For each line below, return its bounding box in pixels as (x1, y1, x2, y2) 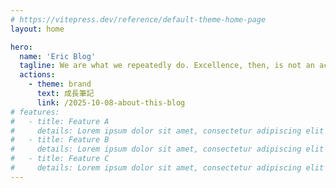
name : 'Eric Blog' (19, 51, 97, 61)
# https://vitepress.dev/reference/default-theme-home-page (10, 14, 267, 25)
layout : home (10, 24, 65, 34)
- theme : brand (28, 79, 92, 90)
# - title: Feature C (10, 154, 110, 164)
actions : (19, 70, 56, 80)
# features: (10, 107, 60, 117)
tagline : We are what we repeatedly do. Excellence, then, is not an (19, 61, 315, 71)
